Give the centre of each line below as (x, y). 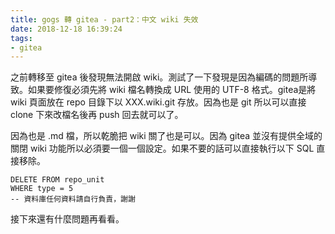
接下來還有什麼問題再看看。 (67, 219)
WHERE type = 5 (42, 189)
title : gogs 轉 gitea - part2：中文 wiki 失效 (104, 19)
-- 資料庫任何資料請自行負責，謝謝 (73, 199)
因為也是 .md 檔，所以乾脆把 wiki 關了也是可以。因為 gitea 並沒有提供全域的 (166, 136)
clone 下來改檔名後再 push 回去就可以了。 (97, 115)
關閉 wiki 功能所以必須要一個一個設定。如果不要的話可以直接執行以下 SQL (162, 148)
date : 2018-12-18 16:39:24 (66, 29)
